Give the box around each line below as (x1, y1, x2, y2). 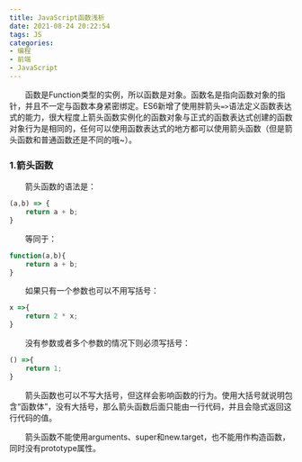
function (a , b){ (9, 251, 67, 260)
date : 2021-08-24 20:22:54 (9, 22, 111, 31)
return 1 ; (25, 364, 63, 373)
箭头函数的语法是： (25, 181, 96, 192)
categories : (9, 38, 54, 48)
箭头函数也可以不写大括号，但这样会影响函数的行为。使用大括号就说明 (25, 389, 285, 401)
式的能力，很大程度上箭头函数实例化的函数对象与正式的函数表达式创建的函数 (9, 112, 293, 122)
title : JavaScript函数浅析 (9, 13, 105, 23)
